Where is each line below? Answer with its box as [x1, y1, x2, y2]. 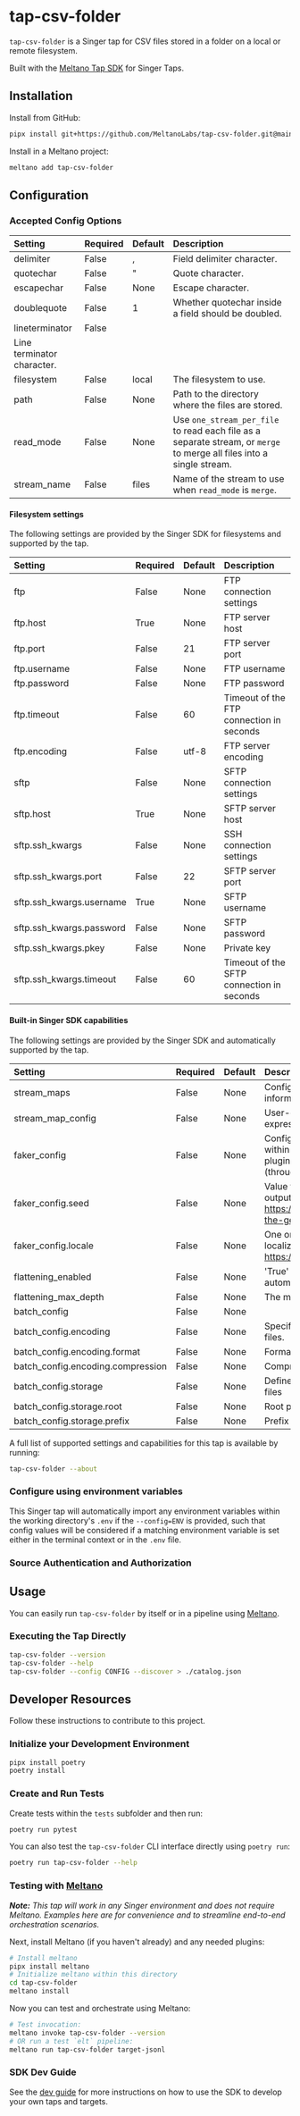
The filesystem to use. [172, 374, 266, 386]
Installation [9, 88, 73, 104]
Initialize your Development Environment [9, 1738, 190, 1751]
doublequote [13, 302, 68, 315]
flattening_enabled [13, 1271, 92, 1283]
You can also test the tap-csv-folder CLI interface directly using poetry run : [9, 1841, 290, 1851]
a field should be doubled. [172, 307, 282, 320]
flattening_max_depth [13, 1290, 104, 1303]
